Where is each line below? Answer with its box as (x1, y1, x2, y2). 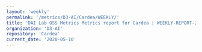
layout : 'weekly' (6, 8, 50, 15)
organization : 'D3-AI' (6, 25, 63, 32)
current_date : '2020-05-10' (6, 36, 77, 42)
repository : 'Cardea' (6, 31, 61, 37)
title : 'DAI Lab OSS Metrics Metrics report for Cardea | (6, 20, 155, 26)
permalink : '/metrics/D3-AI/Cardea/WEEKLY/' (6, 14, 120, 20)
